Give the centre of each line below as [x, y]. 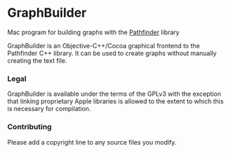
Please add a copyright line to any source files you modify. [92, 142]
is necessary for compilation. [49, 109]
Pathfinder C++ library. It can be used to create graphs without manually [112, 53]
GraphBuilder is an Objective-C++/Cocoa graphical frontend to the [104, 45]
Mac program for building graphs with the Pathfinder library [93, 32]
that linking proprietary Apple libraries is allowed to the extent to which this [115, 101]
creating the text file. [37, 60]
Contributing [29, 127]
